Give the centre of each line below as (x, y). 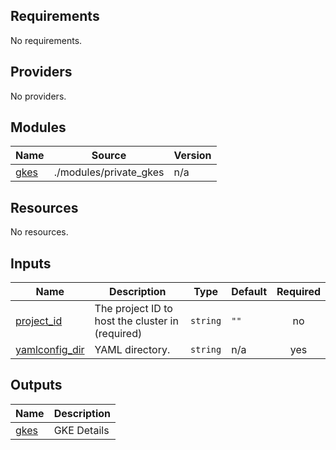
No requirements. (46, 40)
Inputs (31, 263)
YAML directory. (132, 350)
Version (192, 156)
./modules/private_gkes (109, 172)
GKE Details (81, 430)
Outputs (36, 385)
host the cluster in (136, 321)
